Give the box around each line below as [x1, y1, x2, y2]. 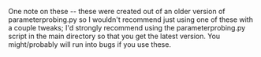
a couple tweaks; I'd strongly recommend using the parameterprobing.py [8, 23, 246, 32]
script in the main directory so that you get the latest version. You [8, 31, 221, 41]
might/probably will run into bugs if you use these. [8, 40, 172, 49]
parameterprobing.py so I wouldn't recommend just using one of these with [8, 15, 254, 24]
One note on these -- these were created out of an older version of [8, 7, 226, 16]
